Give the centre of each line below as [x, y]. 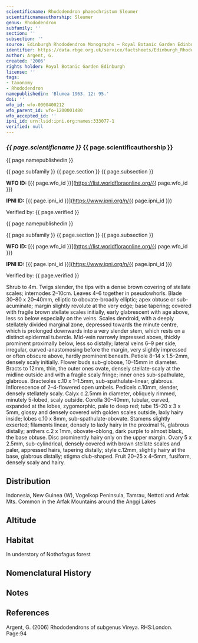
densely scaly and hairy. [36, 462]
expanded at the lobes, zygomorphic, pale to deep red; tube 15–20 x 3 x [93, 406]
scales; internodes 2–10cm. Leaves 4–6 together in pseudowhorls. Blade [94, 293]
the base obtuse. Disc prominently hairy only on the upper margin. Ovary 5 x [99, 438]
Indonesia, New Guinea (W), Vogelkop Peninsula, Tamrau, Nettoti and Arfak [98, 496]
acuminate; [20, 306]
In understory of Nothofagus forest [49, 555]
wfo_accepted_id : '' [32, 116]
